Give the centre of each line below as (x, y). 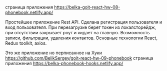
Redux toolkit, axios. (26, 43)
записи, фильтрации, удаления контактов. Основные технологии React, (81, 38)
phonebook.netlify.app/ (29, 12)
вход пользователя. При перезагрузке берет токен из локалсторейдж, (81, 27)
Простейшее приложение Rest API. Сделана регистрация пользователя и (84, 22)
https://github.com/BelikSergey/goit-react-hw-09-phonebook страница (79, 58)
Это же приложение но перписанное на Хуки (54, 53)
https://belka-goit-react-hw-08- (87, 7)
